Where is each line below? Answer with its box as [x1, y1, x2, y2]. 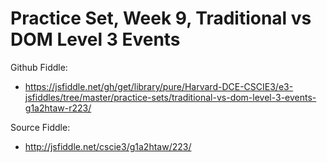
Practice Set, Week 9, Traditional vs [10, 7, 312, 30]
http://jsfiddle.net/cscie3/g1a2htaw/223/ [24, 140, 192, 152]
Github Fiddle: [10, 61, 68, 73]
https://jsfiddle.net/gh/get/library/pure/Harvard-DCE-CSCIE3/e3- [24, 80, 294, 92]
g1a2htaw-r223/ [24, 102, 92, 114]
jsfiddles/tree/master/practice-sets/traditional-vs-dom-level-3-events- [24, 91, 317, 103]
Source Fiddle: [10, 121, 71, 133]
